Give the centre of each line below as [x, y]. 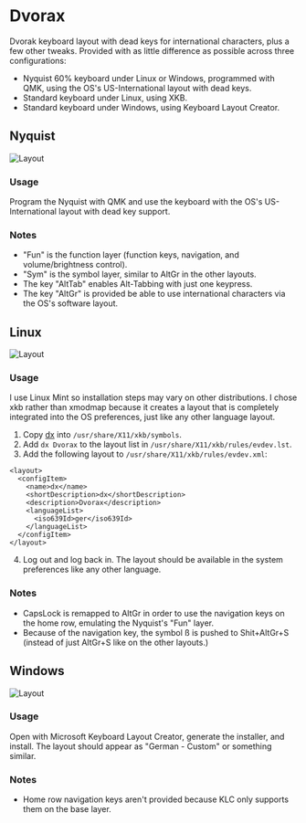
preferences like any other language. [92, 570]
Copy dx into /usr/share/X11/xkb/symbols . [102, 435]
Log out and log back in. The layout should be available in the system [153, 560]
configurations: [38, 60]
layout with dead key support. [115, 212]
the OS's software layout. [70, 303]
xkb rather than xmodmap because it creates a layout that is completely [144, 407]
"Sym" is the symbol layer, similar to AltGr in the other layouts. [140, 274]
